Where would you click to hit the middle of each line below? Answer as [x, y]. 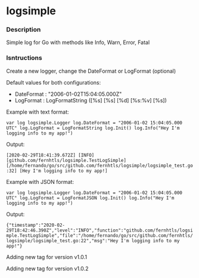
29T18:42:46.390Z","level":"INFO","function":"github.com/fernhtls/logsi [100, 230]
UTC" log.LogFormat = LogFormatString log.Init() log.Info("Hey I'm [93, 128]
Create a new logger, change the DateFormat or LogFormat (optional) [91, 71]
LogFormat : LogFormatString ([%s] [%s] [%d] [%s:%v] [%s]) [91, 100]
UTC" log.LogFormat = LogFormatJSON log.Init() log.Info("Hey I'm [90, 198]
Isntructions [24, 58]
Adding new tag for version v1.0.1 [47, 257]
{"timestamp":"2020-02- [36, 225]
